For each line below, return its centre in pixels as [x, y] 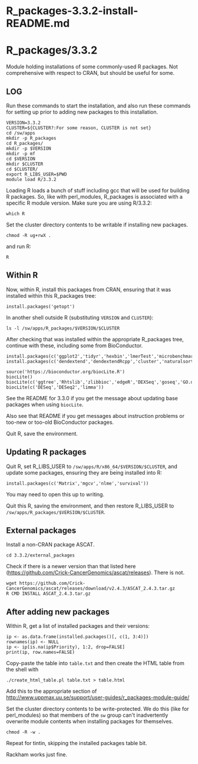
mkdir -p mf [21, 154]
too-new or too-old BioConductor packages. [60, 422]
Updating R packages [46, 452]
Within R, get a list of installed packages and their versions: [78, 626]
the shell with [22, 670]
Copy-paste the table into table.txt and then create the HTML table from [95, 663]
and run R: [19, 246]
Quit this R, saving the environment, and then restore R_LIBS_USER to [90, 506]
